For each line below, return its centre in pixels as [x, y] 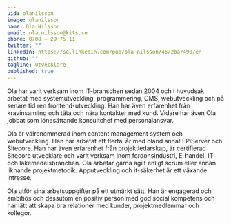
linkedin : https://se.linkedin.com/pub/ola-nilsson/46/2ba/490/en [104, 52]
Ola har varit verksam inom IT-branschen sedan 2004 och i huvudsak [106, 91]
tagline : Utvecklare [37, 65]
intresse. [20, 177]
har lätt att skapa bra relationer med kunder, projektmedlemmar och [103, 205]
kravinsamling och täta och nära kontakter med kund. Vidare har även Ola [111, 113]
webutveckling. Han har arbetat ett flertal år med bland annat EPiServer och [115, 141]
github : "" [23, 59]
